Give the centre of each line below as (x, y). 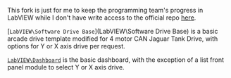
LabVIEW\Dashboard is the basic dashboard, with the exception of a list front (115, 60)
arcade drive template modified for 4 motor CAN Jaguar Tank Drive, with (113, 39)
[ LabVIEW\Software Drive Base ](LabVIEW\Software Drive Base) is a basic (113, 31)
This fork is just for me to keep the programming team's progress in (105, 10)
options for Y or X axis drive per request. (66, 46)
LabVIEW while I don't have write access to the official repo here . (102, 18)
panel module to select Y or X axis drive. (66, 67)
